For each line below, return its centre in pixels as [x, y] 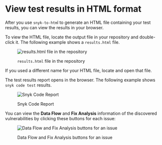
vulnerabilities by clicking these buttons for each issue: [60, 118]
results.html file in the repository [51, 61]
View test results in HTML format [73, 9]
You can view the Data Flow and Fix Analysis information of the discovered [81, 113]
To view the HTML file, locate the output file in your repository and [72, 37]
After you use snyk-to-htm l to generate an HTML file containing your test [78, 22]
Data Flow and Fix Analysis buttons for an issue [65, 137]
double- [147, 37]
